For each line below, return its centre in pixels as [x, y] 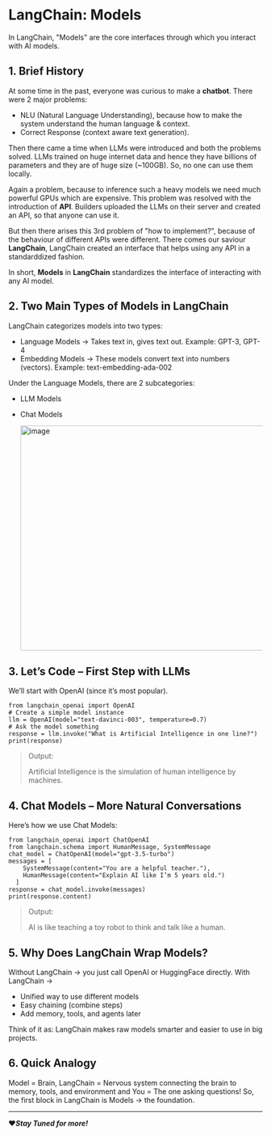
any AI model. [31, 281]
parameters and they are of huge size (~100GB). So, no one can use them [131, 165]
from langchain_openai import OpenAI [72, 706]
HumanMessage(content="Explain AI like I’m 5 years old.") [124, 876]
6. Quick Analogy [52, 1064]
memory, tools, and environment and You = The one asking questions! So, [131, 1091]
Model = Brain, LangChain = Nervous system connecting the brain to [123, 1083]
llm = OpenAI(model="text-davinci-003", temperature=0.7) [108, 720]
